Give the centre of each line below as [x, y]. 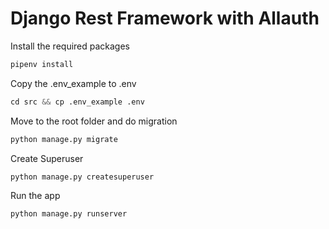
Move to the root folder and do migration [94, 121]
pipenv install [42, 64]
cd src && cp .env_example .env [77, 102]
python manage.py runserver [69, 214]
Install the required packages [70, 46]
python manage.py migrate [64, 139]
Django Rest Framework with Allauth [165, 18]
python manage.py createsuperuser [82, 177]
